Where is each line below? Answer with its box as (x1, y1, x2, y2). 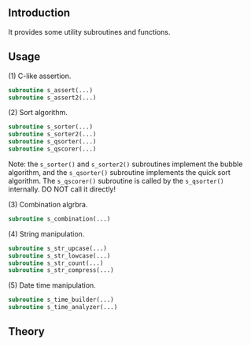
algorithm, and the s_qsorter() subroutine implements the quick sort (8, 167, 231, 177)
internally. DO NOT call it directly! (8, 184, 116, 194)
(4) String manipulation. (8, 229, 85, 239)
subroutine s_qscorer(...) (8, 145, 97, 153)
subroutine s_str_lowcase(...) (8, 251, 111, 259)
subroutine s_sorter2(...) (8, 130, 97, 139)
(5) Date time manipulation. (8, 281, 96, 290)
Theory (8, 325, 46, 338)
